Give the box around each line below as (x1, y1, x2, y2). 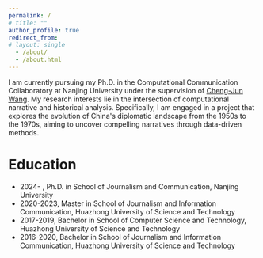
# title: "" (8, 19, 48, 27)
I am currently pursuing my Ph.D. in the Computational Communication (8, 77, 238, 87)
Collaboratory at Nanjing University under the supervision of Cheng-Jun (8, 85, 244, 95)
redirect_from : (8, 33, 59, 42)
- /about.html (15, 56, 62, 64)
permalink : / (8, 11, 51, 20)
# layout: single (8, 41, 66, 49)
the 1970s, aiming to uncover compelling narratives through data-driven (8, 120, 242, 129)
